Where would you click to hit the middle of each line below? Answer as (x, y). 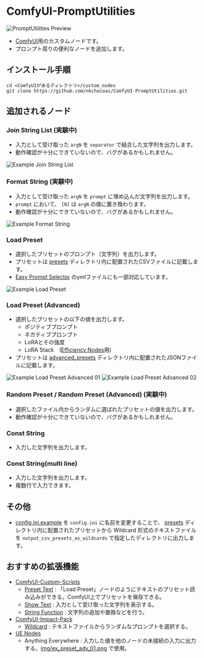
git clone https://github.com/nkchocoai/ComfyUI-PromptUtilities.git (97, 91)
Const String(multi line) (42, 463)
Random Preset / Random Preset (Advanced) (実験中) (87, 395)
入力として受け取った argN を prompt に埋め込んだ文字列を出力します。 (104, 196)
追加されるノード (39, 111)
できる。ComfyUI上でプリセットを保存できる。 (105, 597)
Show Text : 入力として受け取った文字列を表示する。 (91, 604)
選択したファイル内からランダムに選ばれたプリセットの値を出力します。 (106, 409)
